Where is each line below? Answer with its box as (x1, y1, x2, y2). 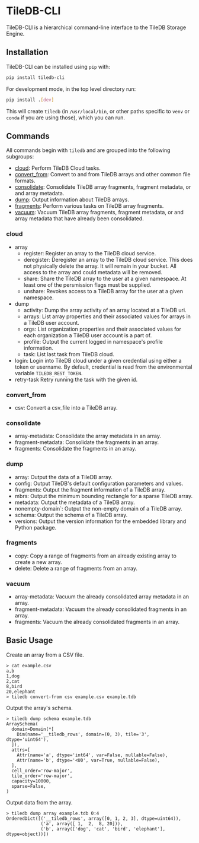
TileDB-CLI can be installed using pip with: (6, 63, 111, 70)
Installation (6, 47, 49, 58)
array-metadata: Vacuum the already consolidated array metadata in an (14, 593, 190, 600)
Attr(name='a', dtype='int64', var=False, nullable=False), (17, 752, 168, 758)
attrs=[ (11, 747, 31, 753)
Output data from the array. (6, 798, 73, 806)
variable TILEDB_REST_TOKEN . (14, 369, 83, 376)
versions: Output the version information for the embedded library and (14, 518, 187, 525)
